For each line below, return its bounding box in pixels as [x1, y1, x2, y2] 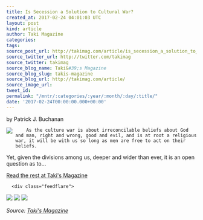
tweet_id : [6, 88, 31, 94]
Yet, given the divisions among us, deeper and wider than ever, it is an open [6, 154, 195, 161]
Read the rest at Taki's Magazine [6, 172, 88, 179]
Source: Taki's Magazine [6, 207, 68, 214]
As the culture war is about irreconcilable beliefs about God [26, 127, 189, 133]
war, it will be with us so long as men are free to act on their [15, 137, 186, 144]
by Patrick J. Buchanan [6, 115, 64, 123]
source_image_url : [6, 82, 53, 88]
